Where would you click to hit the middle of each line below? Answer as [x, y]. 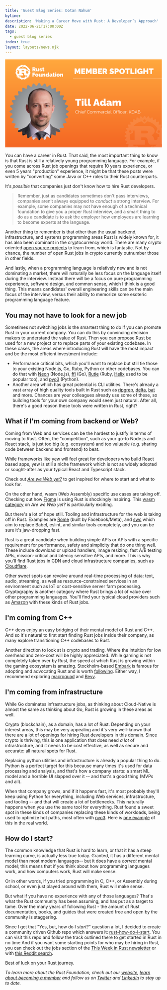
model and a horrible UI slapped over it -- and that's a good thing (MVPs [79, 776]
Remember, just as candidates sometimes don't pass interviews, [83, 196]
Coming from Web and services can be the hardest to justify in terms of [79, 433]
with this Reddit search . [29, 953]
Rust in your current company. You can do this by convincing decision [77, 333]
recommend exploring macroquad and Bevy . [51, 676]
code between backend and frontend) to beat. [52, 449]
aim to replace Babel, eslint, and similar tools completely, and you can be [80, 524]
